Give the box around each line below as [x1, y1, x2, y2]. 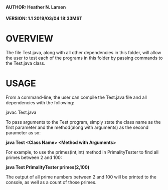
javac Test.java [6, 109, 37, 115]
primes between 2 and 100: [6, 154, 62, 160]
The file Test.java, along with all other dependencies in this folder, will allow [6, 50, 161, 56]
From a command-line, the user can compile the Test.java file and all [6, 94, 147, 100]
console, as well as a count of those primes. [6, 179, 97, 185]
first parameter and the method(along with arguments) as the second [6, 124, 149, 130]
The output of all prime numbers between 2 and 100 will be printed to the [6, 174, 157, 180]
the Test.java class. [6, 60, 46, 66]
